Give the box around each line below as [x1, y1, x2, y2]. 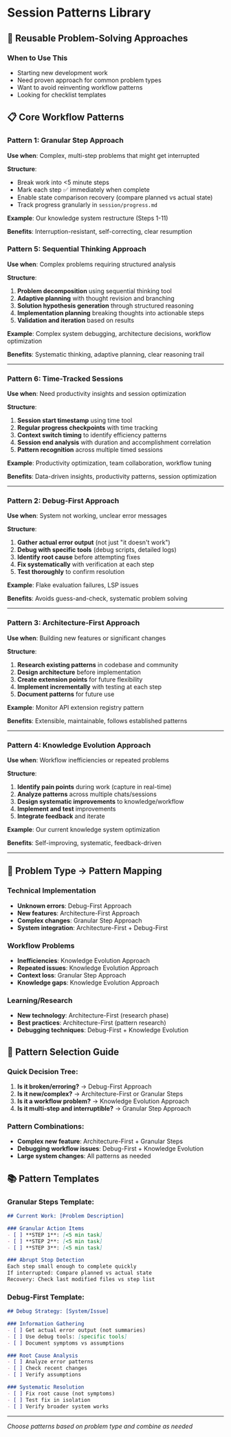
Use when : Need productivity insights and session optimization [7, 390, 187, 398]
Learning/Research [7, 995, 73, 1005]
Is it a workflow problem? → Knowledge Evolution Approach [16, 1097, 189, 1105]
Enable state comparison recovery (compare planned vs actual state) [16, 193, 213, 201]
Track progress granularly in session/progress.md [16, 200, 158, 208]
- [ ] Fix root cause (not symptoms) [7, 1390, 115, 1397]
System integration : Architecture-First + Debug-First [16, 923, 168, 932]
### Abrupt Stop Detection [7, 1257, 85, 1264]
